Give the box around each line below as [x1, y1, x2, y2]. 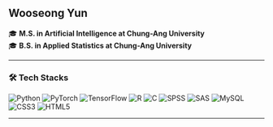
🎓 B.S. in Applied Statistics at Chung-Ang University [8, 40, 193, 50]
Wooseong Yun [8, 6, 88, 20]
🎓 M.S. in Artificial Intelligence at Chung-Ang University [8, 28, 206, 38]
